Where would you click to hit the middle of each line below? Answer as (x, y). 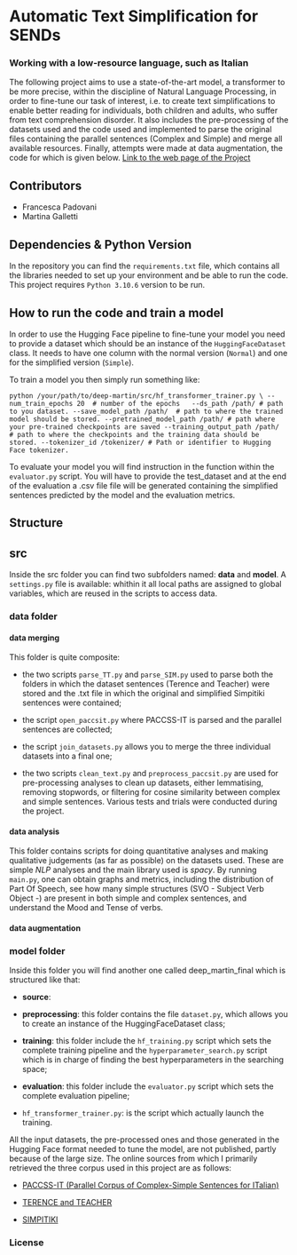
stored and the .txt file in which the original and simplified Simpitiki (143, 694)
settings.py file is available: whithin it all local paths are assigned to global (145, 584)
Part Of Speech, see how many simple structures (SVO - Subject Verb (137, 889)
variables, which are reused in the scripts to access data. (113, 593)
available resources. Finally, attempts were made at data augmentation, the (146, 148)
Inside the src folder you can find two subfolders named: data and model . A (148, 575)
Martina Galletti (50, 217)
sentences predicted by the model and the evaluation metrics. (122, 495)
